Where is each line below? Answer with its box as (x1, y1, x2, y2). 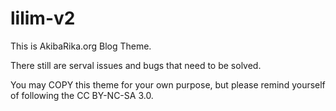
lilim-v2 (10, 7, 76, 30)
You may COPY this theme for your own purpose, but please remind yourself (10, 78, 326, 91)
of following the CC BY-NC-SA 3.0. (10, 89, 154, 101)
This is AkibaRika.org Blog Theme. (10, 40, 152, 52)
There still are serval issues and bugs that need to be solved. (10, 59, 262, 71)
